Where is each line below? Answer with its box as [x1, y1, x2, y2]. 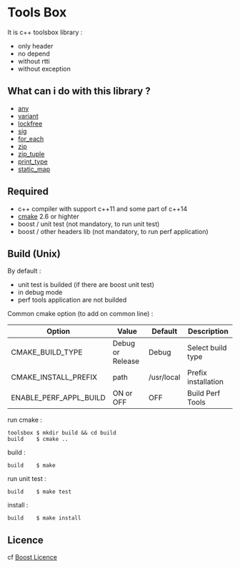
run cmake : [7, 415, 43, 425]
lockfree [17, 119, 43, 128]
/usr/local [149, 372, 181, 382]
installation [186, 377, 224, 387]
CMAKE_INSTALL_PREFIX [11, 372, 98, 382]
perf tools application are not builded [17, 295, 127, 304]
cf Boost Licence [7, 553, 57, 562]
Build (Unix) [7, 248, 61, 260]
